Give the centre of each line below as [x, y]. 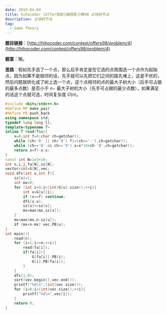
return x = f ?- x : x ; [32, 150]
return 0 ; [24, 303]
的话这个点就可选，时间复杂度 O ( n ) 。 [43, 95]
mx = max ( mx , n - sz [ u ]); [35, 220]
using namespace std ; [28, 118]
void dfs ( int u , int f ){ [30, 173]
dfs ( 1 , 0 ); [24, 275]
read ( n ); [23, 238]
